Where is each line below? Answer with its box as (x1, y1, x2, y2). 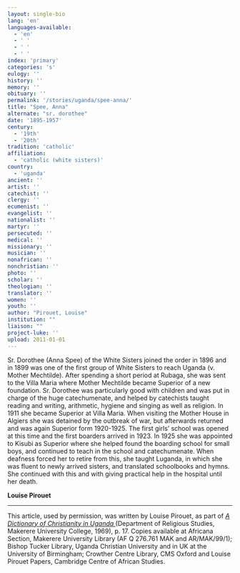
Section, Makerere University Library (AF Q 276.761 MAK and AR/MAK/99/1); (7, 534, 233, 543)
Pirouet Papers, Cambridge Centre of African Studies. (7, 557, 166, 565)
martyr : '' (7, 223, 40, 230)
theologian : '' (7, 283, 53, 290)
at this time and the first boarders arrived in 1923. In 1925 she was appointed (7, 432, 233, 440)
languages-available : (7, 24, 72, 31)
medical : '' (7, 236, 43, 244)
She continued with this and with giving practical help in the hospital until (7, 469, 223, 478)
